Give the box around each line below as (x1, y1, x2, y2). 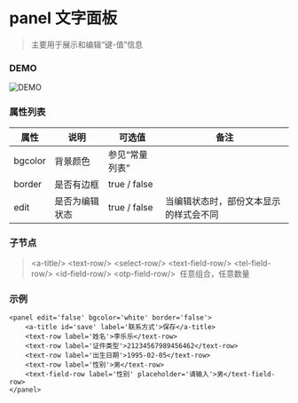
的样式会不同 (165, 208, 219, 220)
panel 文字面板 (9, 8, 118, 28)
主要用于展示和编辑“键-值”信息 (30, 39, 144, 50)
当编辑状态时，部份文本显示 (165, 194, 281, 207)
